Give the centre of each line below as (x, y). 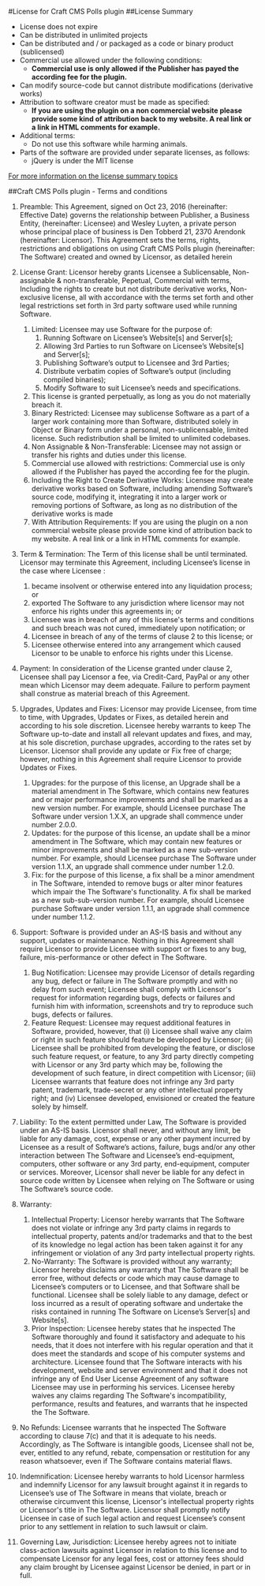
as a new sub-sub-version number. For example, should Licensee (138, 900)
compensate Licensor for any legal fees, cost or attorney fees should (132, 1558)
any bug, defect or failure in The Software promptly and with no (134, 981)
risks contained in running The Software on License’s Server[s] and (141, 1312)
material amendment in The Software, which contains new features (140, 791)
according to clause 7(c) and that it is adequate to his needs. (118, 1436)
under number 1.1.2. (63, 917)
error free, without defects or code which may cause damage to (135, 1278)
